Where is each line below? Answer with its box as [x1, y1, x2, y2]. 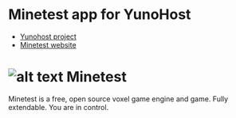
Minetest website [19, 40, 77, 49]
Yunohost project [19, 32, 77, 41]
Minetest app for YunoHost [8, 6, 191, 24]
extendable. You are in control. [8, 102, 109, 112]
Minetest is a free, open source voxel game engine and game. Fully [8, 93, 229, 104]
